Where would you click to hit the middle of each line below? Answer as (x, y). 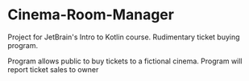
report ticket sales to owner (53, 69)
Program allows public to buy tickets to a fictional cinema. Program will (125, 61)
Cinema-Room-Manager (91, 15)
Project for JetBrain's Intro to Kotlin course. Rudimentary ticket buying (124, 37)
